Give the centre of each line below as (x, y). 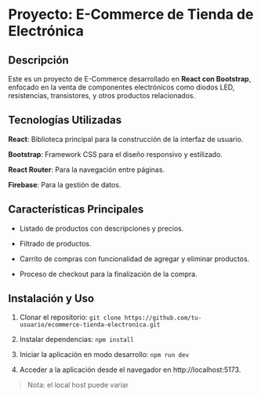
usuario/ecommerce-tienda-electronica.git (90, 325)
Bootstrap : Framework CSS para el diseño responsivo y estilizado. (116, 154)
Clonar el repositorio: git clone (70, 317)
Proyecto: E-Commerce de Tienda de (131, 15)
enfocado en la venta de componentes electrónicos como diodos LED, (121, 87)
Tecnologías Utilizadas (65, 120)
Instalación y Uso (51, 299)
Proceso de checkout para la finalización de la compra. (108, 274)
